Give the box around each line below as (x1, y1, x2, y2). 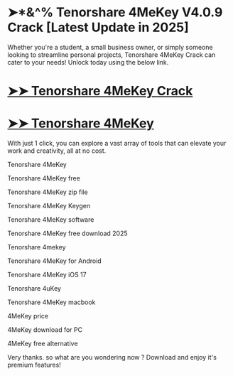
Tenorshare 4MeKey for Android (7, 257, 102, 265)
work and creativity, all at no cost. (7, 146, 107, 155)
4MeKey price (7, 312, 48, 321)
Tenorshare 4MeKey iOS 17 (7, 271, 87, 279)
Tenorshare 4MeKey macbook (7, 298, 96, 306)
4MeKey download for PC (7, 326, 83, 334)
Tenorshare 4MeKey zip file (7, 188, 88, 196)
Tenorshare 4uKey (7, 284, 62, 293)
